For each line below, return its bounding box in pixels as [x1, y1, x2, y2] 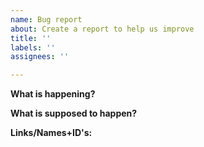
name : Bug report [10, 14, 83, 25]
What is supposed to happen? [10, 107, 138, 120]
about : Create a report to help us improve [10, 24, 195, 34]
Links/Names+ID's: [10, 127, 93, 139]
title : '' [10, 33, 52, 43]
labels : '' [10, 42, 56, 53]
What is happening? [10, 88, 96, 100]
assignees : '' [10, 52, 70, 62]
